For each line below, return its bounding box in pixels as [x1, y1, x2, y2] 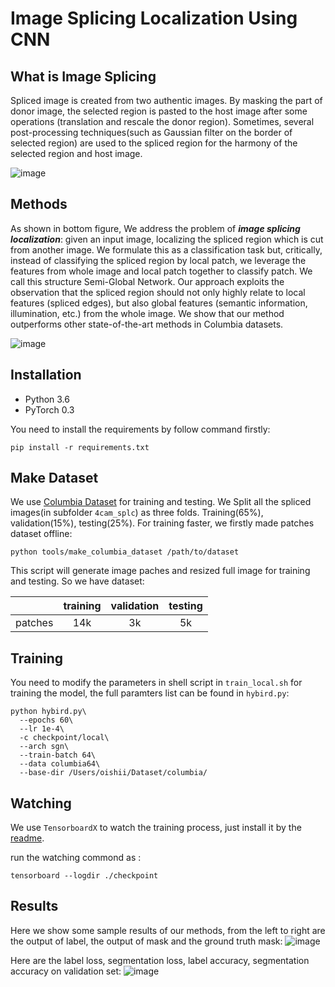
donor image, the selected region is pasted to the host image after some [10, 105, 308, 117]
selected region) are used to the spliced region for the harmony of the [10, 137, 298, 149]
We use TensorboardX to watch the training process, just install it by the [10, 822, 302, 834]
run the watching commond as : [10, 852, 142, 864]
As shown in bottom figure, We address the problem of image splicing [10, 222, 301, 234]
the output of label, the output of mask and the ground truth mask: [10, 935, 283, 947]
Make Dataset [10, 470, 99, 487]
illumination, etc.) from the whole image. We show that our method [10, 307, 285, 319]
